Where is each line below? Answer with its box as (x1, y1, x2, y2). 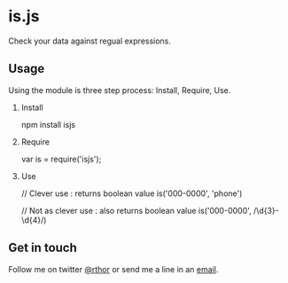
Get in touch (8, 240, 77, 255)
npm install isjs (20, 119, 76, 130)
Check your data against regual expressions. (8, 35, 172, 46)
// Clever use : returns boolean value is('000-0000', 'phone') (20, 188, 243, 199)
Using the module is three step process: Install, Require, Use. (8, 84, 231, 95)
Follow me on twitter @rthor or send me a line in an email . (8, 263, 219, 274)
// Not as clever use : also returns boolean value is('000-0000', (20, 205, 252, 216)
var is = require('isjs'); (20, 153, 102, 164)
